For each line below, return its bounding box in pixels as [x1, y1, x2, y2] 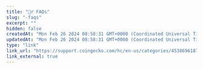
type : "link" [6, 43, 39, 49]
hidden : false [6, 25, 42, 32]
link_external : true [6, 53, 59, 59]
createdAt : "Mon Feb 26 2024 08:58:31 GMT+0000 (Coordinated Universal [6, 31, 190, 37]
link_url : [6, 48, 31, 54]
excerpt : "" [6, 20, 36, 26]
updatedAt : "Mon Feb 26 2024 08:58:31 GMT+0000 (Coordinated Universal [6, 37, 190, 43]
